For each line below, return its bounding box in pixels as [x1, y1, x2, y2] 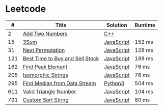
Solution [106, 21, 127, 29]
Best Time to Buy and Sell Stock [22, 54, 99, 62]
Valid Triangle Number [22, 88, 76, 95]
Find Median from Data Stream [22, 79, 96, 87]
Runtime [134, 21, 156, 29]
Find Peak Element [22, 63, 68, 70]
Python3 [103, 79, 125, 87]
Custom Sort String [22, 96, 69, 103]
